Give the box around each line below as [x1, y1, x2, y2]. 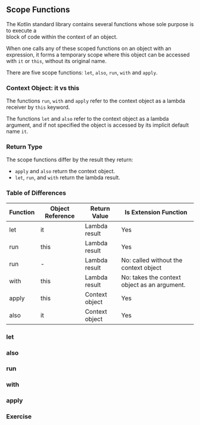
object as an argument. [121, 280, 186, 289]
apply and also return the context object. [14, 168, 115, 175]
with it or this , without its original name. [6, 57, 107, 64]
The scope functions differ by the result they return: [6, 156, 133, 163]
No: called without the [121, 256, 183, 264]
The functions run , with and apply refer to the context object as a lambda [6, 98, 186, 105]
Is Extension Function [124, 208, 187, 216]
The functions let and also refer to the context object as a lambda [6, 115, 169, 123]
